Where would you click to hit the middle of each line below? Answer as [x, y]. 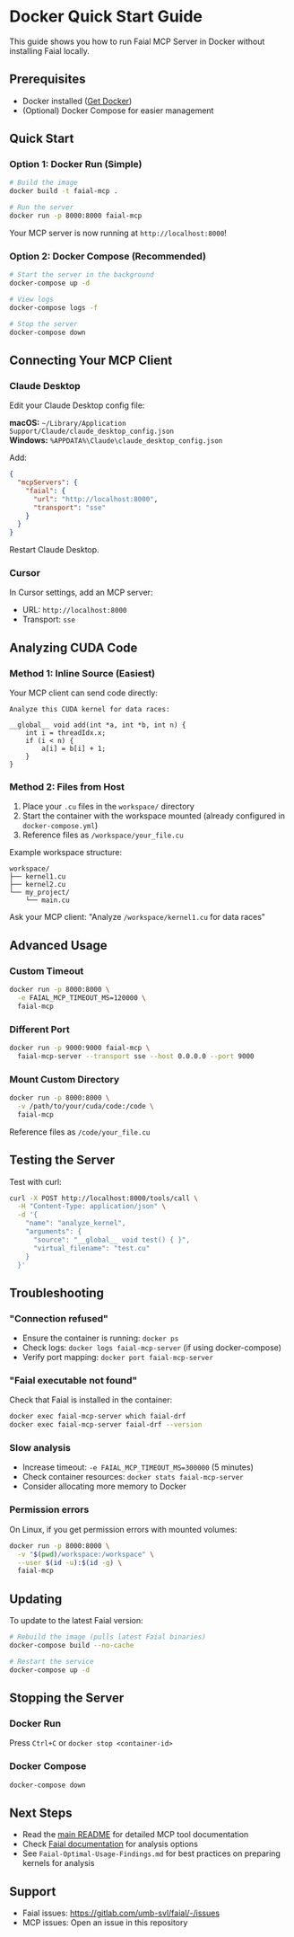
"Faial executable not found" [73, 1381]
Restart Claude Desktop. [55, 550]
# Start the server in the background [82, 275]
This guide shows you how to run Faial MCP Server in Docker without [137, 41]
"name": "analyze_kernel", [76, 1224]
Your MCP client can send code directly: [84, 693]
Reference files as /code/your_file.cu [80, 1132]
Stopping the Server [67, 1698]
